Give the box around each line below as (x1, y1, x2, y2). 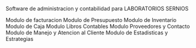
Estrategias (5, 36, 34, 42)
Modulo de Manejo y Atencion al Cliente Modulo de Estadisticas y (5, 29, 168, 36)
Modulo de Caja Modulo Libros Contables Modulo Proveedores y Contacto (5, 23, 190, 30)
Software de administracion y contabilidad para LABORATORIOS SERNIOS (5, 5, 189, 12)
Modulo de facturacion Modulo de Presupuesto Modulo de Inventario (5, 17, 177, 23)
